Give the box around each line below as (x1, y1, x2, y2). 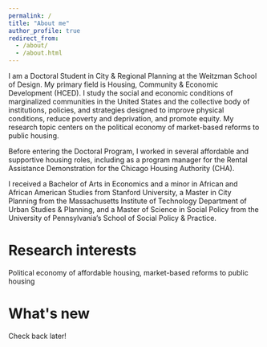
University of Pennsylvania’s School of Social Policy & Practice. (8, 214, 216, 222)
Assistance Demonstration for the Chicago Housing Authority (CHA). (8, 164, 235, 173)
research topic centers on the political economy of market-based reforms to (8, 122, 260, 132)
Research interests (8, 242, 137, 259)
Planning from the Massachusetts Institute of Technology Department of (8, 196, 247, 206)
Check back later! (8, 331, 67, 341)
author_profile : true (8, 27, 81, 35)
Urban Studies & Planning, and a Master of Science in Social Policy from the (8, 205, 259, 214)
